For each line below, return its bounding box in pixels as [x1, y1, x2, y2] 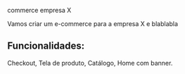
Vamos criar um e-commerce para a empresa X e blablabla [7, 20, 178, 27]
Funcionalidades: [7, 40, 85, 52]
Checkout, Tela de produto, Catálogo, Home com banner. [7, 58, 173, 67]
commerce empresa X [7, 6, 72, 14]
